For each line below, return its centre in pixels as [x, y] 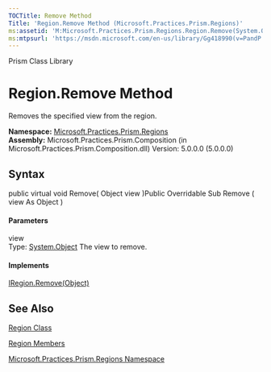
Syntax [27, 174]
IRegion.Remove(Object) [49, 283]
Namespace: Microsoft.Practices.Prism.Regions [88, 132]
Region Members [37, 344]
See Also [31, 308]
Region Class [30, 328]
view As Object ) [36, 202]
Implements [29, 265]
